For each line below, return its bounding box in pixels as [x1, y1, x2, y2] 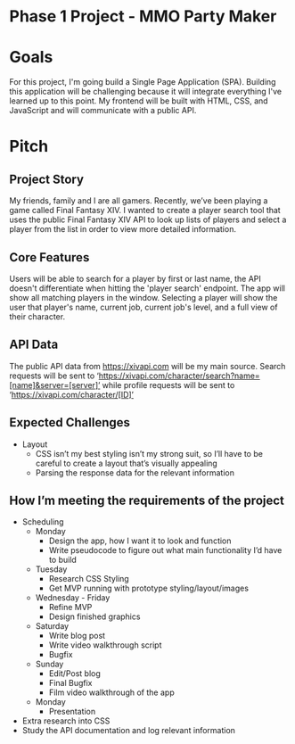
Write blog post [48, 631, 105, 641]
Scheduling [21, 517, 64, 527]
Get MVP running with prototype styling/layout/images [48, 583, 250, 594]
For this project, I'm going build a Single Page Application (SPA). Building [9, 77, 276, 87]
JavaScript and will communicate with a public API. [9, 105, 197, 116]
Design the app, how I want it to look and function [48, 535, 232, 546]
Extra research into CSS [21, 715, 111, 726]
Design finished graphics [48, 611, 141, 622]
